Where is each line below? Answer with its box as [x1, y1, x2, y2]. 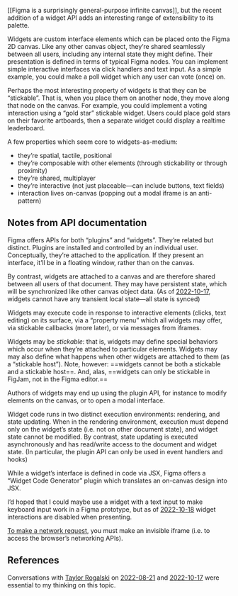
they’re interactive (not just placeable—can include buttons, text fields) [17, 181, 225, 190]
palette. [7, 21, 30, 29]
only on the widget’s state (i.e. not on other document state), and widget [7, 424, 218, 433]
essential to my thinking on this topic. [7, 580, 116, 589]
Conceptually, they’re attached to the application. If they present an [7, 251, 204, 259]
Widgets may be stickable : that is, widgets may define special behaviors [7, 337, 218, 346]
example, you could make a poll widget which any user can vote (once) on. [7, 72, 226, 81]
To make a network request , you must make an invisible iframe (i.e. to [7, 526, 210, 534]
